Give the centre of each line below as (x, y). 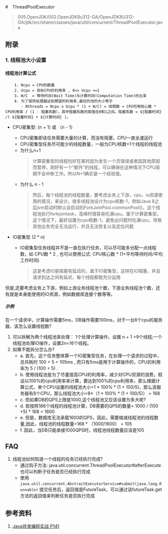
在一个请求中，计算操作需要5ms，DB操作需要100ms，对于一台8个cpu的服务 (84, 320)
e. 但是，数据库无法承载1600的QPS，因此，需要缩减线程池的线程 (87, 417)
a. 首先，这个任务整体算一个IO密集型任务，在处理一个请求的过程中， (91, 356)
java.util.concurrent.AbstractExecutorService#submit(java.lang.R (91, 484)
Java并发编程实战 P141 (36, 526)
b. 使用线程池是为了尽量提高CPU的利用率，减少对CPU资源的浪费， (89, 375)
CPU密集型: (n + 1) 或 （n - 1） (44, 127)
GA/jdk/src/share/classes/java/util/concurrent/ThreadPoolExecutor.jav (90, 22)
